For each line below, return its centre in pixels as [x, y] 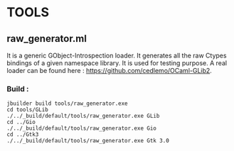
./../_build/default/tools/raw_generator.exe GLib [83, 116]
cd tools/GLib [28, 110]
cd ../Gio [21, 122]
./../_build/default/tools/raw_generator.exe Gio [82, 128]
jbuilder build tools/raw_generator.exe [68, 104]
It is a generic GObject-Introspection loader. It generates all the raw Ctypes [117, 55]
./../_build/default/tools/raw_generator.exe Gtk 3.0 [88, 141]
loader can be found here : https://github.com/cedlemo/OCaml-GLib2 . [110, 71]
